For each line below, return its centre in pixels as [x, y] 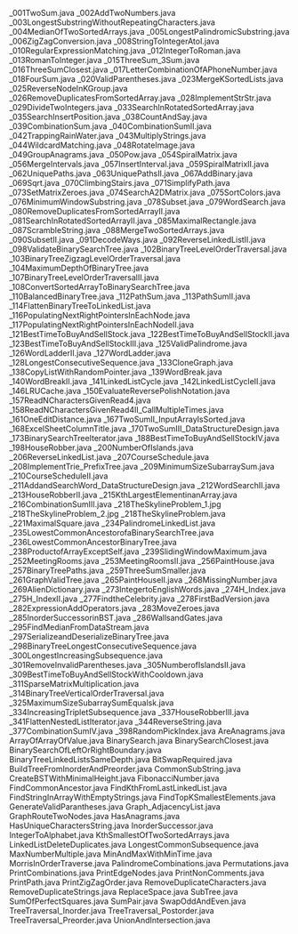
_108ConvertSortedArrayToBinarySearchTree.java [100, 287]
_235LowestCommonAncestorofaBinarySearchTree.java [112, 532]
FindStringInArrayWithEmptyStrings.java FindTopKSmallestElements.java [142, 797]
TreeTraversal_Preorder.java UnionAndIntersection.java [110, 920]
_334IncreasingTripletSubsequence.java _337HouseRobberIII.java [129, 712]
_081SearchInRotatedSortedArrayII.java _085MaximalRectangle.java [133, 221]
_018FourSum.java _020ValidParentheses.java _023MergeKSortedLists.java [146, 79]
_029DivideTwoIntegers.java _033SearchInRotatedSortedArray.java [132, 107]
